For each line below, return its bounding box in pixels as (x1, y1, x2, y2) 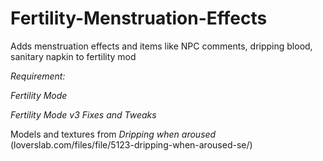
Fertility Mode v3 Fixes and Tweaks (10, 108, 157, 121)
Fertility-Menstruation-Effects (10, 7, 268, 30)
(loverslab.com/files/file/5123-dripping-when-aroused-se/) (10, 138, 253, 151)
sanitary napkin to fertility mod (10, 50, 137, 62)
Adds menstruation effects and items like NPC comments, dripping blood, (10, 40, 313, 52)
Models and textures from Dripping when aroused (10, 128, 217, 140)
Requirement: (10, 70, 66, 82)
